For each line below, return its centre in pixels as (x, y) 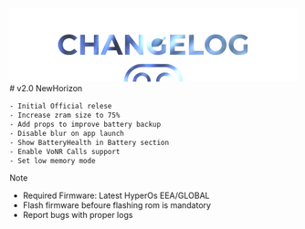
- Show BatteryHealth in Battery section (89, 142)
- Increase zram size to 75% (65, 115)
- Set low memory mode (53, 161)
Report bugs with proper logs (78, 214)
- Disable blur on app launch (67, 133)
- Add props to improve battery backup (85, 124)
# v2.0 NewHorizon (46, 88)
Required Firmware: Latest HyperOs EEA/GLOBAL (116, 195)
